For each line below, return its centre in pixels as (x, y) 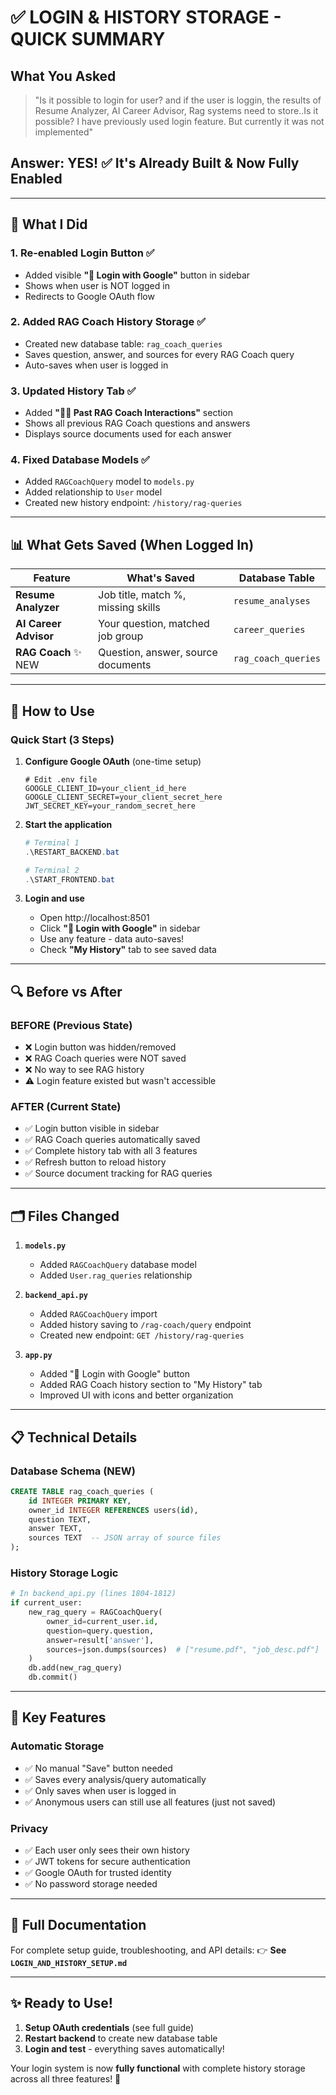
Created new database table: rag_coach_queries (123, 343)
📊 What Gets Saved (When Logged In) (132, 544)
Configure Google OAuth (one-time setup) (113, 761)
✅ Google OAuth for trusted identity (98, 1873)
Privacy (29, 1828)
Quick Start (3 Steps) (62, 739)
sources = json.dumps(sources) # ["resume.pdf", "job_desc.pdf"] (183, 1649)
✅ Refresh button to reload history (95, 1162)
